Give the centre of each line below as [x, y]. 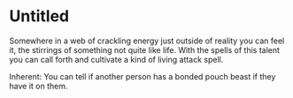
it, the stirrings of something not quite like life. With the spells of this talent [145, 49]
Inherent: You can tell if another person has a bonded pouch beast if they [143, 76]
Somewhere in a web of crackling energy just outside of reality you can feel [147, 41]
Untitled [39, 16]
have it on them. [39, 86]
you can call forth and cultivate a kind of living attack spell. [116, 59]
